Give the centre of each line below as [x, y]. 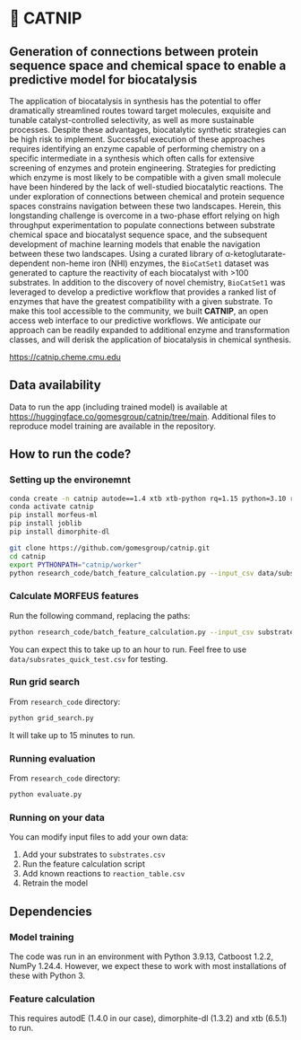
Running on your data [57, 817]
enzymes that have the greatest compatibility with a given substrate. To [141, 301]
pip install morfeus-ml [54, 516]
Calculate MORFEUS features [74, 596]
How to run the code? [70, 454]
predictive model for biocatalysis [103, 79]
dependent [30, 263]
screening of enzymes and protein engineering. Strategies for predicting [142, 168]
